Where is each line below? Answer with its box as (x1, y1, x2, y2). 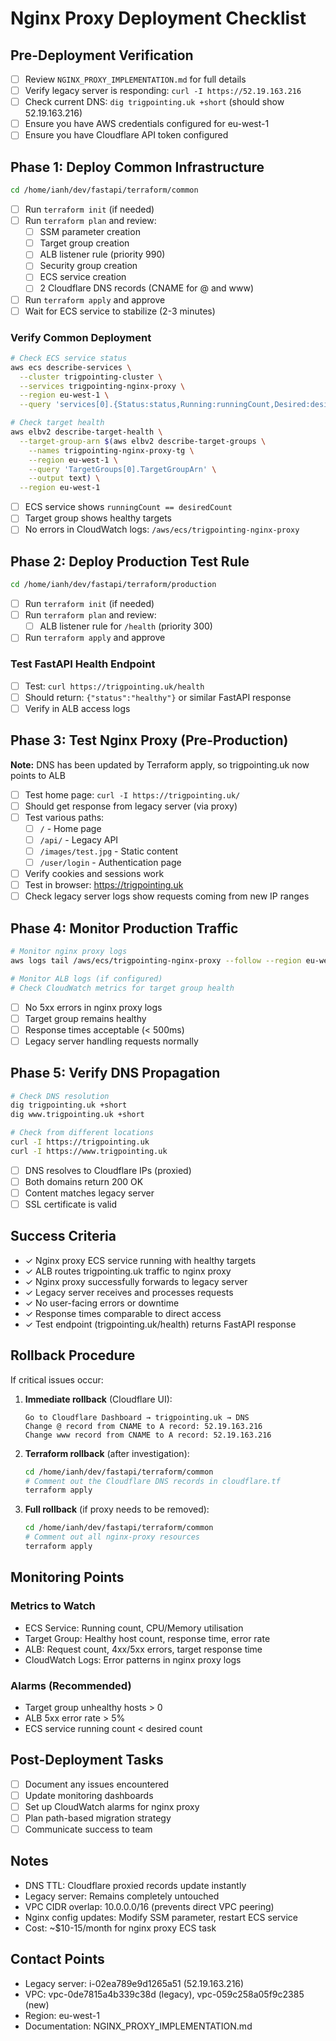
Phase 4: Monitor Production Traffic (10, 920, 239, 937)
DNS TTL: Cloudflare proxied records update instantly (24, 1879, 247, 1891)
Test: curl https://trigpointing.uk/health (24, 680, 205, 692)
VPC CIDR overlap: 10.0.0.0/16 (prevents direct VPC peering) (24, 1900, 275, 1912)
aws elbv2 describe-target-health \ (10, 427, 163, 437)
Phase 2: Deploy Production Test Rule (10, 553, 250, 570)
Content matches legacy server (24, 1187, 155, 1199)
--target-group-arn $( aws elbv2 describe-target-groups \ (19, 436, 267, 446)
